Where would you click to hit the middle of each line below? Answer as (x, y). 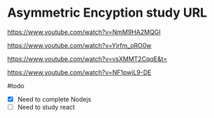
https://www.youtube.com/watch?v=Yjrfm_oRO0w (79, 45)
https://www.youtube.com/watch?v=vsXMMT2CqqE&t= (87, 59)
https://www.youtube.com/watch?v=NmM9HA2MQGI (84, 32)
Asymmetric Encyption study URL (107, 13)
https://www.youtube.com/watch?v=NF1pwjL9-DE (79, 72)
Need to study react (46, 107)
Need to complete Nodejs (54, 99)
